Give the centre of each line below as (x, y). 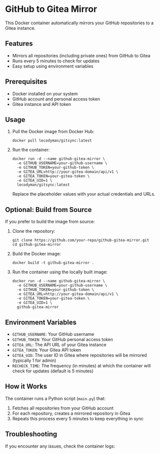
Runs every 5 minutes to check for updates (56, 61)
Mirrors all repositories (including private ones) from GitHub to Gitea (81, 55)
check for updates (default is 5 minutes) (53, 371)
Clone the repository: (34, 231)
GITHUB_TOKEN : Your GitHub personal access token (63, 339)
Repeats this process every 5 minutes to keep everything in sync (78, 418)
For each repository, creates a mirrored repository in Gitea (71, 413)
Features (19, 44)
